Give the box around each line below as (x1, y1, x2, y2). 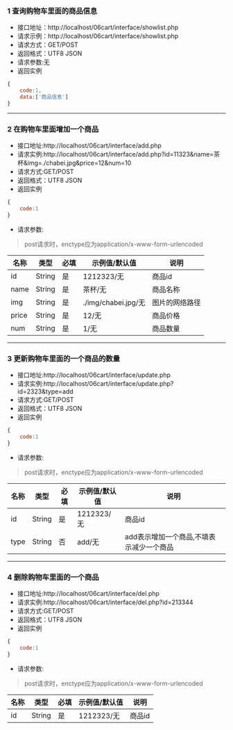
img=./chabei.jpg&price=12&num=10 (27, 159, 132, 168)
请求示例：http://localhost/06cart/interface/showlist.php (17, 32, 179, 40)
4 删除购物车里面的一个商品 (7, 572, 99, 582)
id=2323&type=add (17, 387, 74, 396)
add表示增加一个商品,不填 (124, 532, 209, 542)
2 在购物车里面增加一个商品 (7, 124, 99, 133)
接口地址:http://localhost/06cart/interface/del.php (17, 589, 159, 597)
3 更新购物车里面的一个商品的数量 (7, 353, 120, 363)
